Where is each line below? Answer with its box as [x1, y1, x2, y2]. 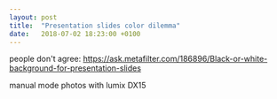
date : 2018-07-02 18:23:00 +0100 [9, 29, 141, 38]
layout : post [9, 12, 58, 22]
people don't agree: [9, 54, 82, 65]
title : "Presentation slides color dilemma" [9, 21, 180, 30]
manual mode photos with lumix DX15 [9, 80, 146, 91]
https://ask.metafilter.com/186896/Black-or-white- [83, 54, 268, 65]
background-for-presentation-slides [9, 63, 142, 73]
